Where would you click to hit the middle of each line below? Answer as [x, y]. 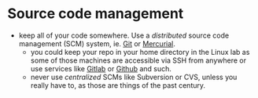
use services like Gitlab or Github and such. [101, 68]
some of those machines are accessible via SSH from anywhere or [138, 60]
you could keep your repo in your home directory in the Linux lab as [140, 52]
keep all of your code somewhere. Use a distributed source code [124, 35]
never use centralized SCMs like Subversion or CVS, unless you [134, 77]
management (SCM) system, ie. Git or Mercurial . [97, 43]
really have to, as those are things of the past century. [118, 85]
